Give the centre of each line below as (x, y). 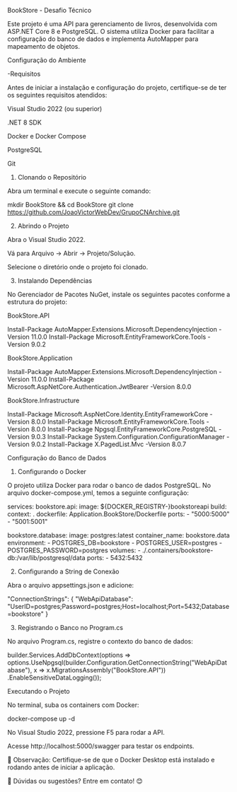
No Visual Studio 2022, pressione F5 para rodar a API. (86, 732)
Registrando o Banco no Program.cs (70, 628)
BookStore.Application (40, 358)
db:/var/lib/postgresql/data (47, 558)
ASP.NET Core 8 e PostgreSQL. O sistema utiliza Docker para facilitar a (111, 31)
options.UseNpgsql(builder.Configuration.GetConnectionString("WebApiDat (117, 663)
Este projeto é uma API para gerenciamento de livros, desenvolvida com (112, 24)
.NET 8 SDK (25, 122)
